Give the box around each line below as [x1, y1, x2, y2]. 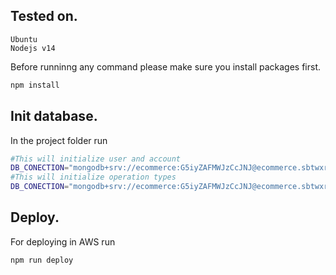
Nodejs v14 [10, 43, 56, 53]
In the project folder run [10, 134, 108, 146]
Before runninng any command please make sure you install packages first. [10, 60, 322, 73]
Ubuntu [10, 34, 38, 44]
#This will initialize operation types [10, 172, 177, 183]
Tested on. [10, 8, 78, 25]
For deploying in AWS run [10, 235, 116, 248]
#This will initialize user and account [10, 154, 182, 164]
